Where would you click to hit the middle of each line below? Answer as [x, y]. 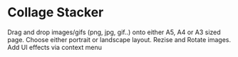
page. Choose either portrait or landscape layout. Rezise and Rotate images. [119, 39]
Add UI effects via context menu [55, 47]
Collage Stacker [56, 12]
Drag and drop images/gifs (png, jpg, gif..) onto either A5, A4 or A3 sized [114, 32]
